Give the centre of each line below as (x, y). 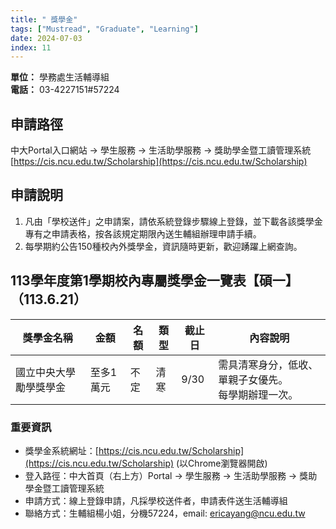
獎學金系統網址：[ (61, 450)
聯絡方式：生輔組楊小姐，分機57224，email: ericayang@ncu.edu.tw (165, 513)
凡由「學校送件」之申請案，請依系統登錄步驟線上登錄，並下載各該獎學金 (173, 221)
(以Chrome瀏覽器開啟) (222, 463)
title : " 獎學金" (44, 19)
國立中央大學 (46, 372)
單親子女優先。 (253, 379)
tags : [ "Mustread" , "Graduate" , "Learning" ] (104, 29)
